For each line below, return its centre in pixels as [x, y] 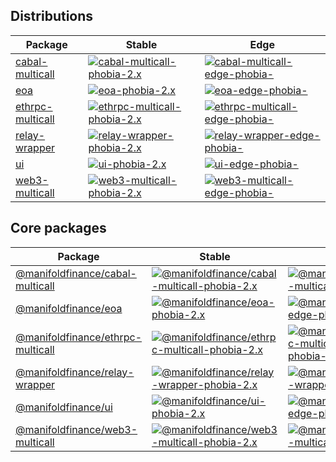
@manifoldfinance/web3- [76, 429]
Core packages [58, 228]
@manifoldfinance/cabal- [76, 273]
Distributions [52, 16]
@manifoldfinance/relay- [75, 372]
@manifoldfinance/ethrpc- [79, 337]
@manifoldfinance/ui [64, 407]
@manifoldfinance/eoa [69, 308]
